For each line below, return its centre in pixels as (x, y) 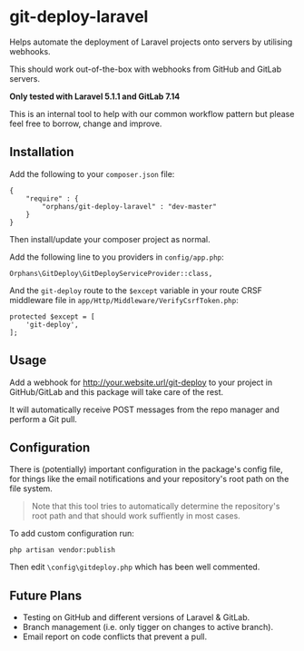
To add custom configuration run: (72, 534)
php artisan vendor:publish (63, 550)
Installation (42, 152)
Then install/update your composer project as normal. (110, 239)
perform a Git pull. (43, 419)
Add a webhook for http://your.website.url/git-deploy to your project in (141, 382)
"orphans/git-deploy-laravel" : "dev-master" (130, 206)
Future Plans (46, 595)
